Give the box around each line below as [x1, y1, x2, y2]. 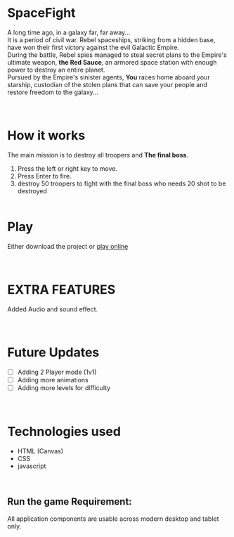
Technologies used [7, 424, 122, 440]
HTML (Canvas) [17, 446, 64, 455]
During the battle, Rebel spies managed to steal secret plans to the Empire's [7, 51, 227, 59]
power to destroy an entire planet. [7, 65, 105, 74]
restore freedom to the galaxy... [7, 88, 98, 96]
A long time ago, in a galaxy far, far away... [7, 28, 131, 37]
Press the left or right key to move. [17, 164, 118, 173]
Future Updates [7, 344, 100, 360]
